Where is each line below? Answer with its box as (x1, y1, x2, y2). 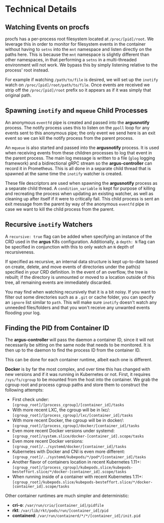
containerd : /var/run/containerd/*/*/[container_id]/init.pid (12, 513, 141, 519)
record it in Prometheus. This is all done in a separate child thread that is (5, 165, 151, 171)
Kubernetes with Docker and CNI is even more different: (12, 448, 125, 454)
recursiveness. (5, 249, 35, 255)
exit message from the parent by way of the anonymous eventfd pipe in (5, 201, 149, 207)
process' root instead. (5, 67, 49, 73)
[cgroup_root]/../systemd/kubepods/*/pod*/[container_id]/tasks (12, 455, 146, 460)
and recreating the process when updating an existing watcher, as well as (5, 190, 153, 197)
